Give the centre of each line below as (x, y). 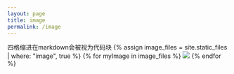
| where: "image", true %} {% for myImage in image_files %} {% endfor (114, 56)
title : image (26, 20)
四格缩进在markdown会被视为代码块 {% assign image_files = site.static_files (117, 47)
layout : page (26, 14)
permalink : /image (34, 27)
